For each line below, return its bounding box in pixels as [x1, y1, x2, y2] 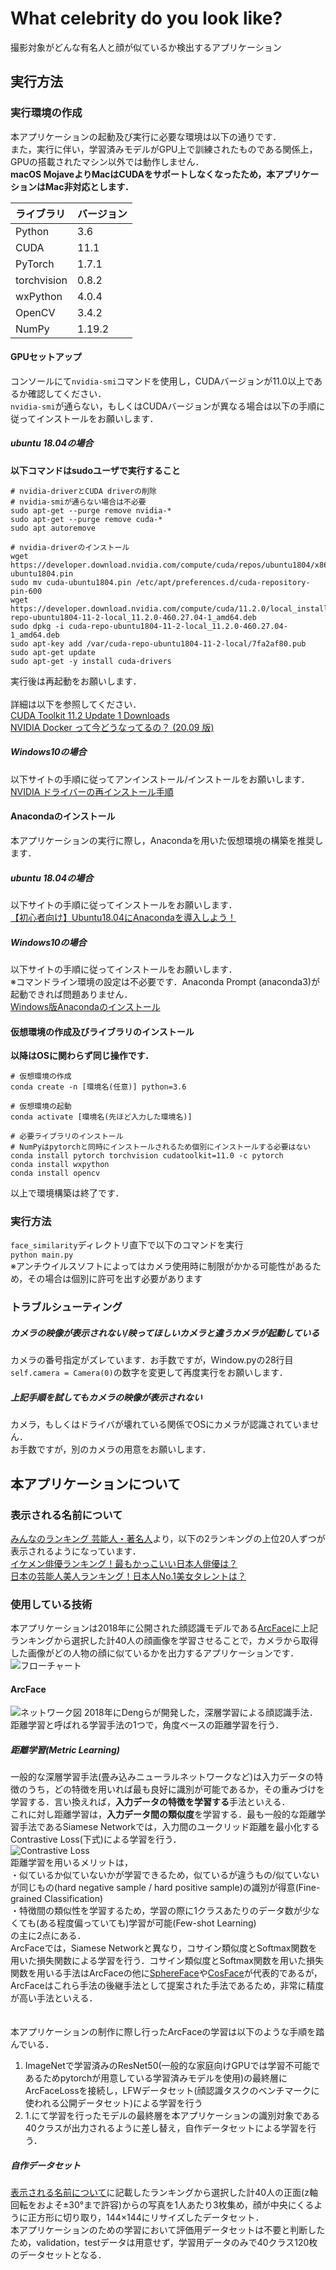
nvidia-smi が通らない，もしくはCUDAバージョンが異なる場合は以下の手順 [10, 400, 317, 412]
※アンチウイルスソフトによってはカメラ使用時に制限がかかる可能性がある [10, 1260, 313, 1272]
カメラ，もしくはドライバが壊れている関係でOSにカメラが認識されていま [10, 1418, 311, 1431]
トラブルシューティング [10, 1300, 123, 1314]
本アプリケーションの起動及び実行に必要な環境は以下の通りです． [10, 130, 282, 142]
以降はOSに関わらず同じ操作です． [10, 1050, 155, 1062]
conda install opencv [10, 1168, 101, 1179]
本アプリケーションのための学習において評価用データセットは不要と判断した [10, 2224, 326, 2236]
